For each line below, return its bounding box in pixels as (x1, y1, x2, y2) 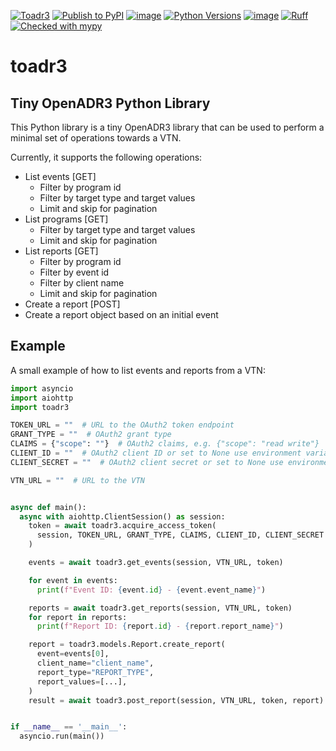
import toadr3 (10, 402, 70, 412)
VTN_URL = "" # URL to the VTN (10, 475, 145, 485)
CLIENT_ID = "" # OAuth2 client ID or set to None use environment (10, 448, 302, 459)
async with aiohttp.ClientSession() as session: (19, 511, 226, 522)
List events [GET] (24, 171, 97, 182)
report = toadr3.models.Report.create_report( (28, 640, 226, 650)
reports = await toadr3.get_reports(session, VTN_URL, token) (28, 603, 293, 613)
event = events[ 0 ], (36, 649, 110, 659)
